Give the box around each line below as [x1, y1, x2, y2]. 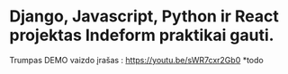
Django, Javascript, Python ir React [9, 6, 279, 27]
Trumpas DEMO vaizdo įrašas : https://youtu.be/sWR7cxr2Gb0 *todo [9, 54, 264, 65]
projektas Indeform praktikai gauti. [9, 25, 274, 45]
